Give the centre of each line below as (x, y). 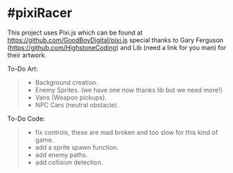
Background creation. (66, 82)
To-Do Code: (26, 119)
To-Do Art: (23, 68)
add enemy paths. (61, 155)
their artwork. (27, 55)
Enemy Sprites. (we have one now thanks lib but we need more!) (129, 90)
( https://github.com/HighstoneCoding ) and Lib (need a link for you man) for (117, 47)
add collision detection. (69, 162)
